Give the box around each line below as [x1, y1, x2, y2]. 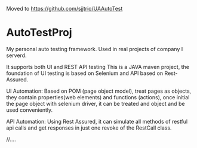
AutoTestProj [6, 26, 73, 39]
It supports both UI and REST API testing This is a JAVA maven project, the [6, 63, 190, 70]
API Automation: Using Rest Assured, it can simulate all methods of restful [6, 118, 188, 125]
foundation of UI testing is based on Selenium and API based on [6, 70, 164, 77]
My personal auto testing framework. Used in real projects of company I [6, 45, 183, 52]
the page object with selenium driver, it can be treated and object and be [6, 100, 185, 107]
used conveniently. [6, 106, 53, 114]
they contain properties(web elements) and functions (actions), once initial [6, 93, 190, 100]
